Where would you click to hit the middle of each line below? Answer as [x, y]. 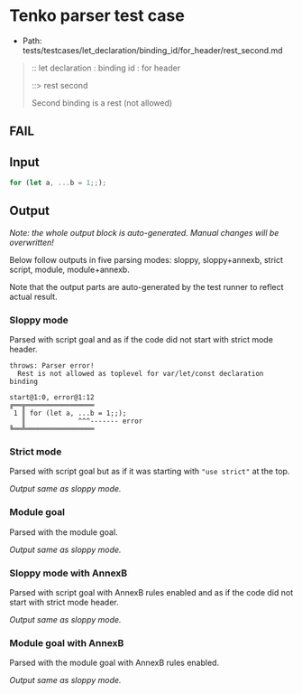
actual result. [33, 296]
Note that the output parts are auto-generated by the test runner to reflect [146, 286]
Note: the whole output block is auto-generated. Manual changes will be [144, 232]
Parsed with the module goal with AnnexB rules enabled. [114, 663]
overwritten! [32, 242]
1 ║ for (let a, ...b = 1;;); [70, 413]
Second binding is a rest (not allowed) [102, 103]
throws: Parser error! [52, 366]
